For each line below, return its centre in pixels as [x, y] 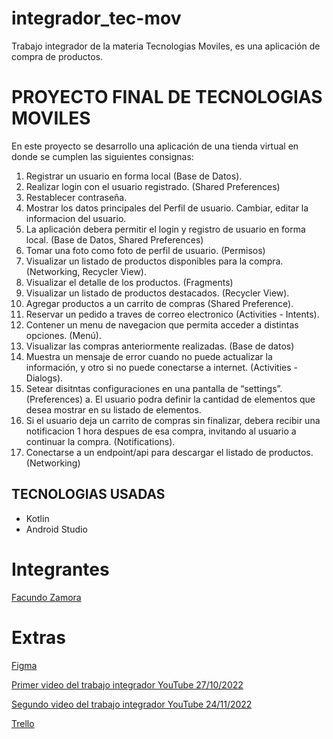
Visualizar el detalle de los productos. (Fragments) [129, 282]
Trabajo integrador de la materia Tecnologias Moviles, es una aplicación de [166, 46]
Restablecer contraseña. [76, 197]
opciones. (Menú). [63, 335]
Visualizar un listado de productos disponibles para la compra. [154, 261]
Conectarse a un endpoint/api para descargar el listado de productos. [169, 452]
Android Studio [56, 529]
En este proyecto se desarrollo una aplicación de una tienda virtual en [155, 146]
